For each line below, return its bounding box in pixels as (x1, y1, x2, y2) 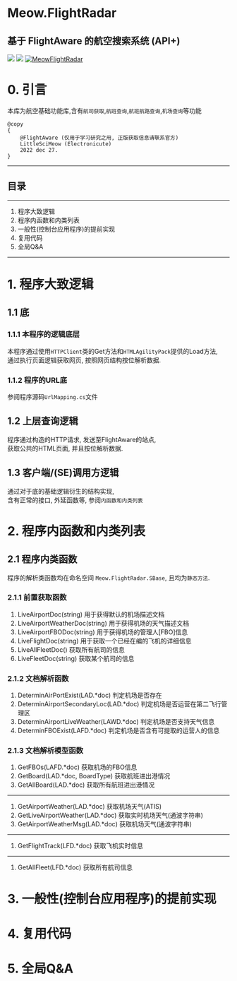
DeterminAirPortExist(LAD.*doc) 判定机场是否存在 (17, 691, 162, 700)
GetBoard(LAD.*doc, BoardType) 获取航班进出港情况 (17, 772, 171, 780)
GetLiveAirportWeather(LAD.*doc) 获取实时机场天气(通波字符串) (17, 811, 203, 820)
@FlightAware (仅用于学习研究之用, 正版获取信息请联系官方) (20, 134, 179, 141)
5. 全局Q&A (7, 961, 74, 976)
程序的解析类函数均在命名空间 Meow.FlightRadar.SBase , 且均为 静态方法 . (7, 573, 210, 582)
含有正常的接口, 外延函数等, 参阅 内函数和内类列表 (7, 496, 143, 504)
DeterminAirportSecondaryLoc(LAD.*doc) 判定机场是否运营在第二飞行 (17, 700, 221, 708)
